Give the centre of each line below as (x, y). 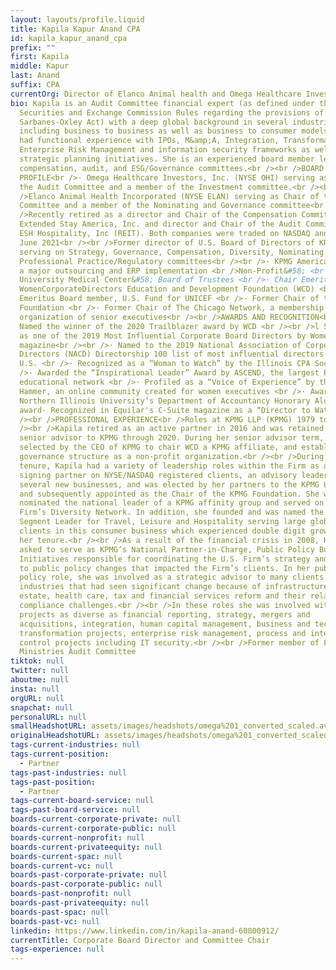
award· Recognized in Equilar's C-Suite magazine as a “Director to (165, 410)
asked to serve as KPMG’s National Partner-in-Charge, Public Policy (167, 549)
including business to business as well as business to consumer (158, 131)
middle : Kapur (40, 66)
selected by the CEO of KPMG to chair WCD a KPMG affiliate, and (158, 447)
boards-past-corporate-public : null (86, 884)
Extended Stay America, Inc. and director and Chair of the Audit (160, 224)
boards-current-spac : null (66, 856)
